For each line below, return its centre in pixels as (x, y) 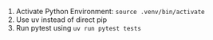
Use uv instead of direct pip (61, 20)
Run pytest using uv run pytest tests (79, 28)
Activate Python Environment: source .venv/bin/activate (110, 11)
